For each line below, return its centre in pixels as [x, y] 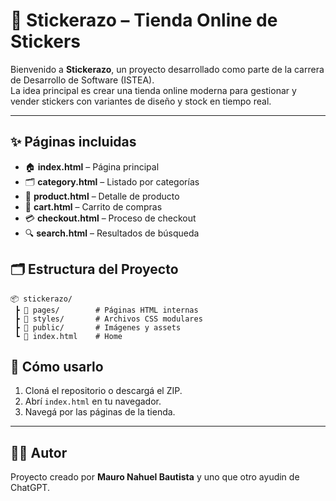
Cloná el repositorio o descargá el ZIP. [103, 391]
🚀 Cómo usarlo [57, 366]
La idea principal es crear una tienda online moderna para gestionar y [153, 90]
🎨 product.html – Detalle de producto [102, 196]
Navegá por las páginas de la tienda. [100, 412]
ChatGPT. [30, 488]
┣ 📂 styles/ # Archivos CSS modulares [108, 319]
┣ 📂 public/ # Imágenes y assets [98, 327]
